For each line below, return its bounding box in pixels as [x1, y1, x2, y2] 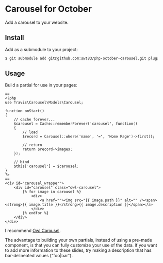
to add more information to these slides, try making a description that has [5, 247, 152, 253]
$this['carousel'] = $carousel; [14, 164, 79, 169]
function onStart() [5, 108, 45, 114]
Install [5, 34, 24, 42]
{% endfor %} [22, 210, 49, 216]
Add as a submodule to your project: [5, 46, 78, 52]
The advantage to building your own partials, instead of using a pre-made [5, 237, 152, 243]
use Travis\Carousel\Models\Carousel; [5, 100, 83, 105]
